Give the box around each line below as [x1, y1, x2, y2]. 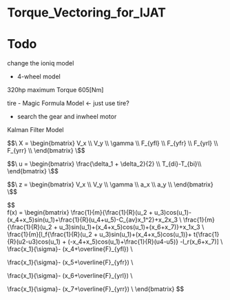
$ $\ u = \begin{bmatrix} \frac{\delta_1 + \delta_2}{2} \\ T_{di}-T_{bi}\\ [7, 160, 202, 168]
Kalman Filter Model [7, 126, 64, 134]
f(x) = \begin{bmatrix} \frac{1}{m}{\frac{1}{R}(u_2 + [7, 208, 153, 217]
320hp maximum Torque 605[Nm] [7, 86, 104, 94]
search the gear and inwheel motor [17, 112, 117, 121]
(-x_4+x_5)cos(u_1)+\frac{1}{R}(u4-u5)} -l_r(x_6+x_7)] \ [67, 237, 223, 246]
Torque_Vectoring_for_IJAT [7, 5, 167, 21]
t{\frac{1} [194, 231, 220, 239]
